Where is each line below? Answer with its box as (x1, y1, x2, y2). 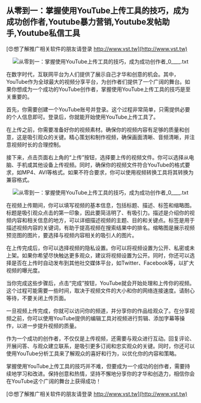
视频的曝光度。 (6, 266, 43, 274)
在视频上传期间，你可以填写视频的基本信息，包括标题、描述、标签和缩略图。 (6, 201, 195, 208)
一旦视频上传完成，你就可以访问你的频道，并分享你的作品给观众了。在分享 (6, 307, 190, 314)
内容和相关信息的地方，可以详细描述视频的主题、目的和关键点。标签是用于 (11, 216, 195, 223)
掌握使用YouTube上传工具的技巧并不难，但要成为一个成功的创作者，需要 (6, 362, 185, 369)
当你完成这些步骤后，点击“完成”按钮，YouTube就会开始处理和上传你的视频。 (6, 279, 195, 286)
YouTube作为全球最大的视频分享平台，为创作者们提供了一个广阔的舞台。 (6, 78, 185, 85)
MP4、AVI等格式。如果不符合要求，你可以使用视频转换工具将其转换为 (22, 168, 194, 175)
